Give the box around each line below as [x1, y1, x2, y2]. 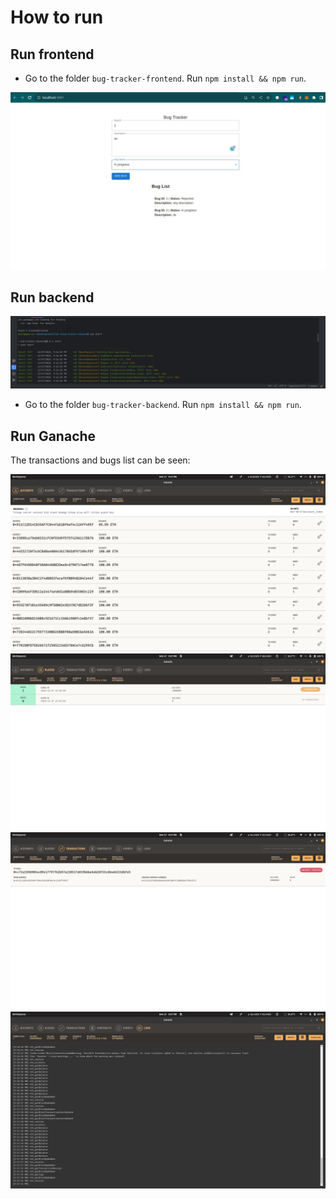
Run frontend [10, 46, 95, 63]
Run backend [10, 289, 95, 306]
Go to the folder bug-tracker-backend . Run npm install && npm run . [24, 399, 302, 411]
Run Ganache [10, 427, 97, 445]
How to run [10, 6, 104, 29]
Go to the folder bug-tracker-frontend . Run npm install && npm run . [24, 72, 307, 84]
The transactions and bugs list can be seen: [10, 454, 191, 466]
